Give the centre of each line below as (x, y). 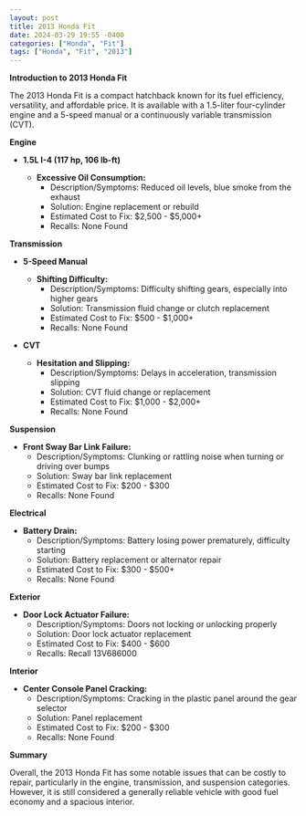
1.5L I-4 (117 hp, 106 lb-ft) (72, 160)
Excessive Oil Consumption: (91, 178)
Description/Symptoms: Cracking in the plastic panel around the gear (167, 698)
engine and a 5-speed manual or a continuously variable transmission (141, 115)
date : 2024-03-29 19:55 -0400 (67, 35)
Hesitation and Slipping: (83, 363)
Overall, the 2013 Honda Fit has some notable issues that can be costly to (148, 773)
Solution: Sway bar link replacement (104, 476)
